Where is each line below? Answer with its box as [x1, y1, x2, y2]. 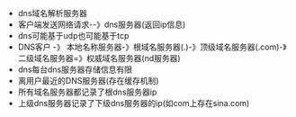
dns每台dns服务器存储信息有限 [17, 64, 133, 75]
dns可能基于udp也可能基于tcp [17, 31, 130, 40]
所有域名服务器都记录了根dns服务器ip [17, 86, 157, 97]
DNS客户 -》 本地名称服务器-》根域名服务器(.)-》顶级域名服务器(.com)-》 [17, 41, 287, 52]
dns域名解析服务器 [17, 8, 88, 18]
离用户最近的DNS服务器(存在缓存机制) [17, 76, 159, 85]
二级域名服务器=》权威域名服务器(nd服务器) [17, 53, 182, 63]
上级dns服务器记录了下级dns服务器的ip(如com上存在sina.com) [17, 98, 250, 108]
